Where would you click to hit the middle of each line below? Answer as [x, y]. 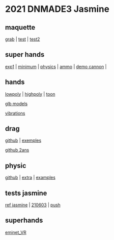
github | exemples [23, 140]
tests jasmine [26, 193]
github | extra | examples [30, 178]
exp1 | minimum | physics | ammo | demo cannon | [56, 66]
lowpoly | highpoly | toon [30, 94]
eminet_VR [16, 232]
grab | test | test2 [23, 39]
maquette [20, 27]
